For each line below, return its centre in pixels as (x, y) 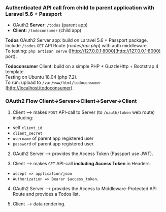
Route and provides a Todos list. (46, 194)
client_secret (27, 133)
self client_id (27, 127)
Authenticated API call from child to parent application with (80, 8)
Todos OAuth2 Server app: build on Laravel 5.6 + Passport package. (77, 40)
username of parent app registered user (53, 138)
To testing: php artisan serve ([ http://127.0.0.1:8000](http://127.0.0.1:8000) (83, 51)
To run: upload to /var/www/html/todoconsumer (53, 82)
